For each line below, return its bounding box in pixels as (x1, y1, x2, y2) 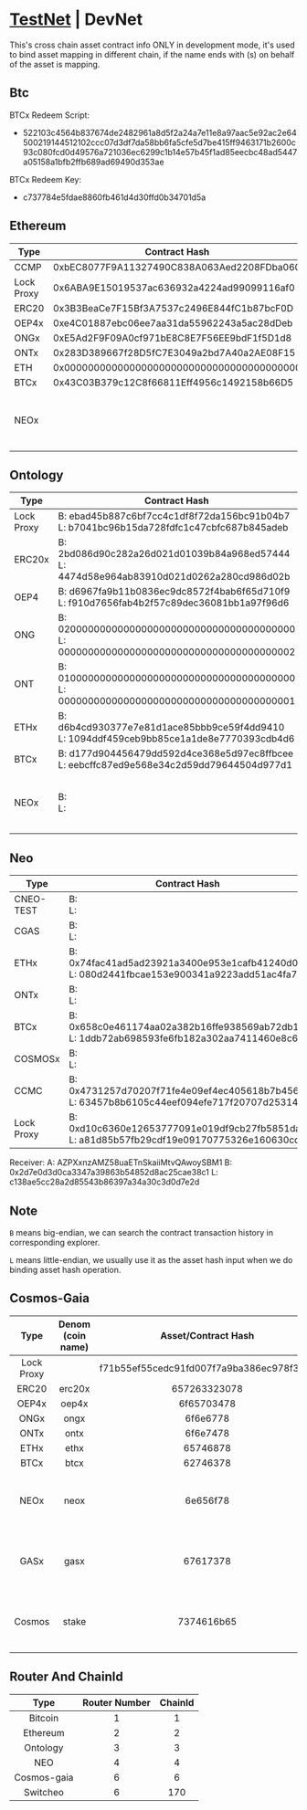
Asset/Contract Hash (160, 1329, 255, 1342)
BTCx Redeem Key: (9, 174, 82, 184)
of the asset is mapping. (9, 58, 101, 69)
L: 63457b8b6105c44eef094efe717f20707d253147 (68, 1096, 304, 1109)
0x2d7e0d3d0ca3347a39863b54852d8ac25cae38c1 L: (9, 1167, 219, 1178)
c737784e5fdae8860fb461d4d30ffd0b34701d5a (22, 192, 206, 203)
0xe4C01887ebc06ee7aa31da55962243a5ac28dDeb (53, 316, 293, 329)
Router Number (81, 1696, 151, 1709)
